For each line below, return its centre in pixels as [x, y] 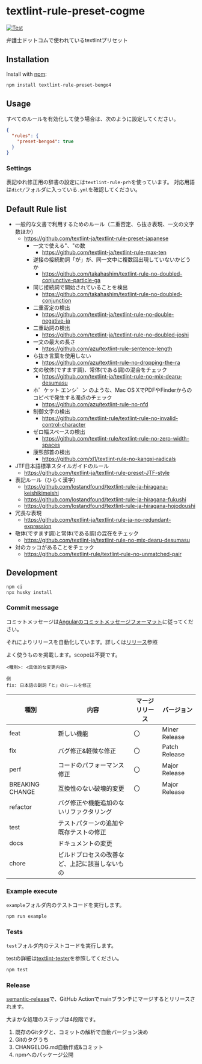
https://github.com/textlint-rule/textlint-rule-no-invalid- [110, 418]
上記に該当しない [94, 864]
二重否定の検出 [51, 308]
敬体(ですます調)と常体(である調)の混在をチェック [77, 533]
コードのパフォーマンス [91, 765]
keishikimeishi [41, 493]
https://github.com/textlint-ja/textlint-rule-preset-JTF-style [97, 472]
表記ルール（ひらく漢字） [47, 480]
